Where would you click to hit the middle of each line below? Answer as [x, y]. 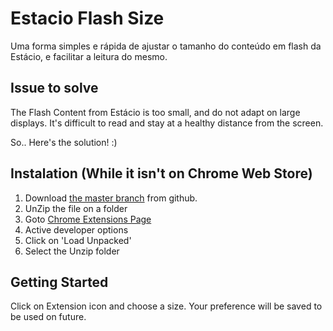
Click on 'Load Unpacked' [78, 240]
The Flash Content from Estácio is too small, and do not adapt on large [155, 112]
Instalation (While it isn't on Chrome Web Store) [161, 173]
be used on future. [48, 317]
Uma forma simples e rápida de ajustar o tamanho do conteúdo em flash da [166, 46]
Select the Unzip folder [72, 251]
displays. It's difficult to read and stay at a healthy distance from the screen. [167, 123]
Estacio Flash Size [87, 18]
